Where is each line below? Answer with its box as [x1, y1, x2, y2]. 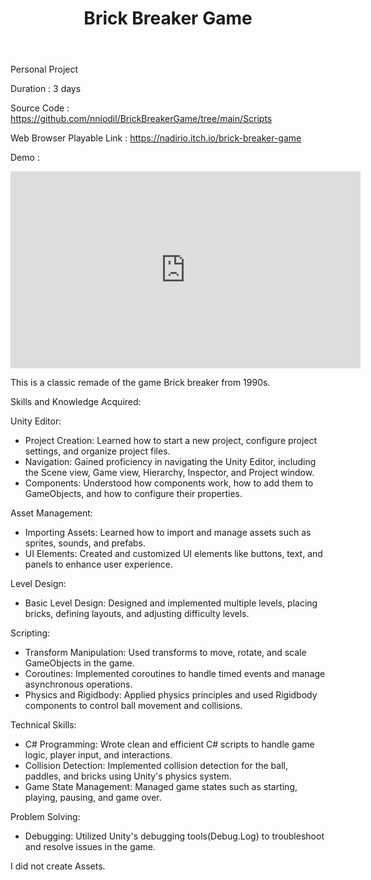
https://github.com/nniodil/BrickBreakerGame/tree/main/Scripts [10, 113, 273, 125]
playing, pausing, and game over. [24, 792, 162, 804]
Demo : [10, 152, 40, 164]
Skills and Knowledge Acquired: [10, 396, 142, 408]
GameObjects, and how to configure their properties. [24, 488, 243, 500]
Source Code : [10, 102, 70, 114]
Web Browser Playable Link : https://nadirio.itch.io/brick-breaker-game [10, 132, 302, 144]
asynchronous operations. [24, 678, 133, 691]
